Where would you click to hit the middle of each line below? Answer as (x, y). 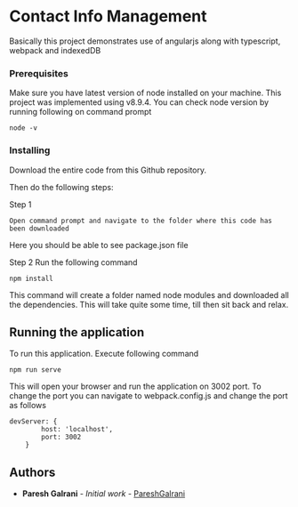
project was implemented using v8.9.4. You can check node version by (139, 102)
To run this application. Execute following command (104, 354)
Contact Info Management (108, 16)
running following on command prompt (81, 112)
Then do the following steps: (61, 187)
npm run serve (36, 370)
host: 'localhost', (77, 430)
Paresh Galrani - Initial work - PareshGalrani (103, 494)
